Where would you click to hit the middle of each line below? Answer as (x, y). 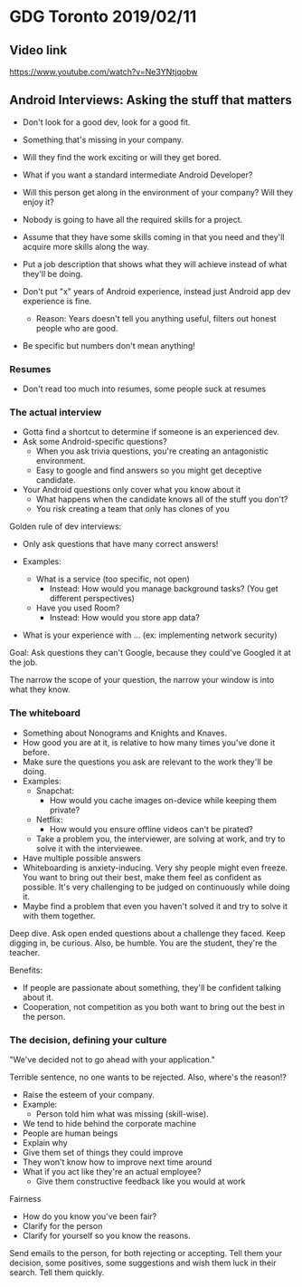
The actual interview (56, 412)
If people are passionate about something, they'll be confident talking (152, 987)
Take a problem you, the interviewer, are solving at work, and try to (160, 839)
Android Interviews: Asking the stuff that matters (151, 100)
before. (36, 752)
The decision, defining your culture (88, 1040)
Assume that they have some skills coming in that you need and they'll (153, 236)
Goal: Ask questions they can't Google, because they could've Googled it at (150, 653)
